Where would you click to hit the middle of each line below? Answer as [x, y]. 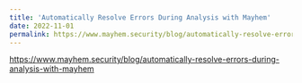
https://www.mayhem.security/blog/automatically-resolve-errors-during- [145, 60]
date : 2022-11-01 [42, 26]
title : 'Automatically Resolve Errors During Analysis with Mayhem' [140, 17]
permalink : [30, 34]
